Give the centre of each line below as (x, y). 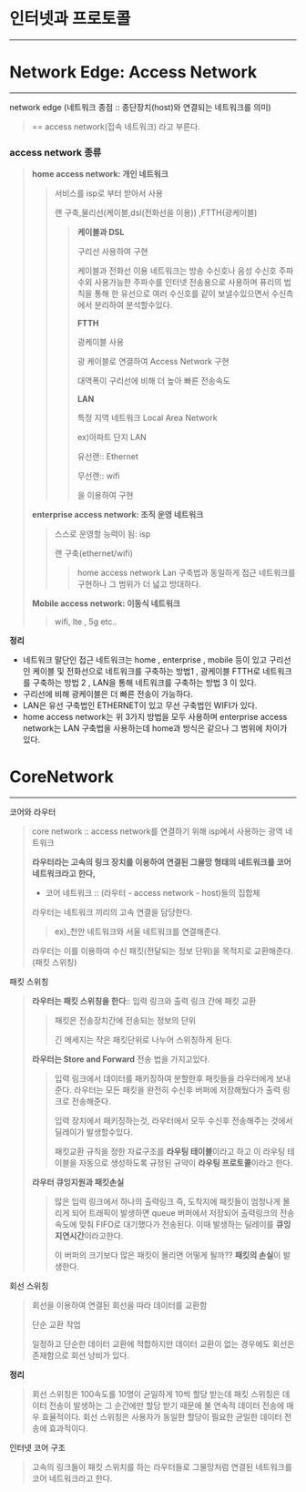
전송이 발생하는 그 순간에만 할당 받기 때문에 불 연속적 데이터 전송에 (167, 1405)
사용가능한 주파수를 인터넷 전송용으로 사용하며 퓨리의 (188, 283)
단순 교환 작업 (56, 1325)
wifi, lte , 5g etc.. (86, 622)
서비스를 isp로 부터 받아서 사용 (109, 193)
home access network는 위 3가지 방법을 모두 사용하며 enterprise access (155, 717)
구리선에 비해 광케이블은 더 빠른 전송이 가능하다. (107, 695)
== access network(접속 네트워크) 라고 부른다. (116, 126)
